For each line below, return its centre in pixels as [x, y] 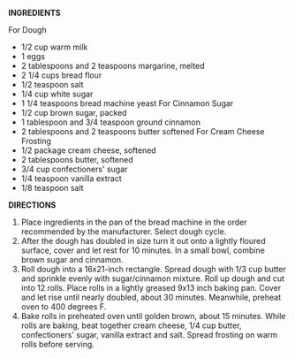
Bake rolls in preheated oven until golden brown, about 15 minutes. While [153, 316]
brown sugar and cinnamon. [72, 259]
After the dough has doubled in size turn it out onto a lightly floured [143, 241]
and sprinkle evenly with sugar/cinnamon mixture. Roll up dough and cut [152, 278]
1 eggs [33, 56]
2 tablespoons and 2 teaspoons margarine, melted [113, 66]
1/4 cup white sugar [57, 94]
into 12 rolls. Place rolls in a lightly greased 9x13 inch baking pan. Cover [151, 288]
